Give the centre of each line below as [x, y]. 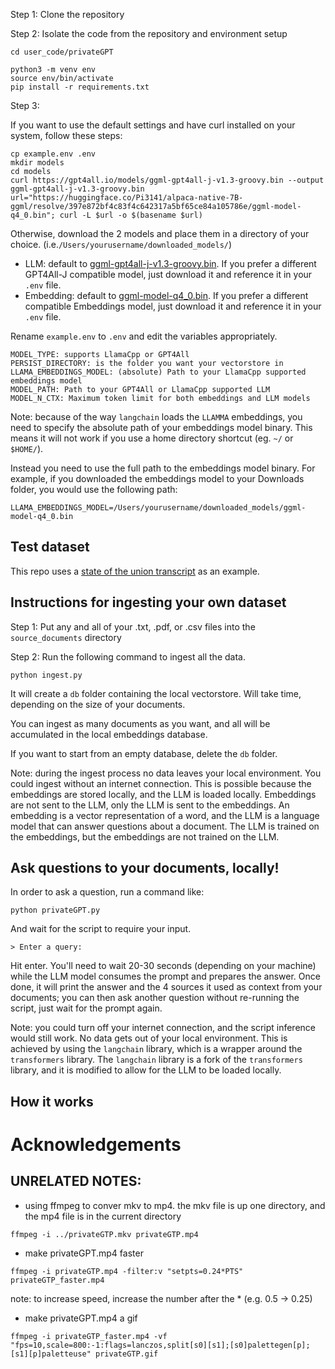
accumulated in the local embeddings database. [109, 734]
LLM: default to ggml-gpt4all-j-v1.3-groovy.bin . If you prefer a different [170, 263]
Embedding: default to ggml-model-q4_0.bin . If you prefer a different [166, 295]
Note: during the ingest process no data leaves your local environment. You [166, 773]
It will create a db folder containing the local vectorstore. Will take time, [156, 693]
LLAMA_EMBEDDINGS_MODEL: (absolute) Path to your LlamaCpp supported [158, 372]
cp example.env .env [53, 154]
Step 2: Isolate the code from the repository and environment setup [149, 33]
